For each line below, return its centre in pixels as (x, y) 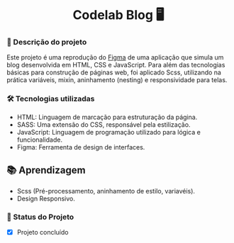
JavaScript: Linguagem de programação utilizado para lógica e (109, 132)
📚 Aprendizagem (46, 170)
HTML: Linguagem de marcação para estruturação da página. (107, 117)
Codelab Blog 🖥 (118, 15)
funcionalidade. (40, 140)
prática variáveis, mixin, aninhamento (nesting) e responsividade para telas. (117, 80)
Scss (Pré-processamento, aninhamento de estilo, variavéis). (106, 191)
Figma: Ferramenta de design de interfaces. (81, 147)
